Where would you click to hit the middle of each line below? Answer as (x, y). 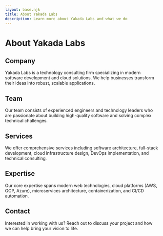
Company (20, 61)
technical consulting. (26, 158)
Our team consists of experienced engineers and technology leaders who (79, 110)
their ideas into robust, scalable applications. (50, 83)
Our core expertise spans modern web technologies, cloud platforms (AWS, (81, 185)
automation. (17, 196)
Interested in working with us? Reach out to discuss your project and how (79, 223)
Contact (18, 211)
